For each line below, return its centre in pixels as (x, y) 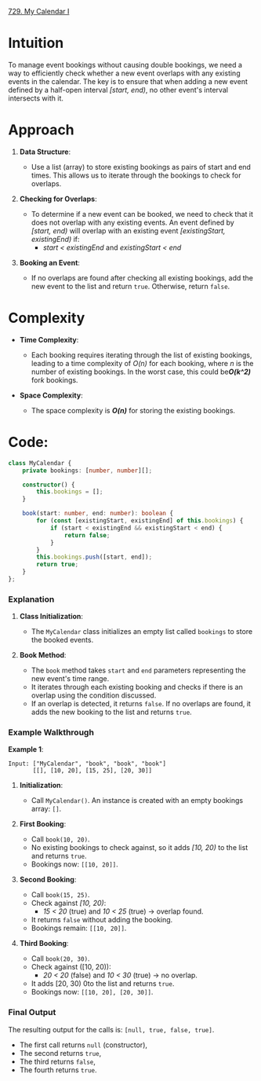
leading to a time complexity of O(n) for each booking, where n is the (142, 363)
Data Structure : (45, 152)
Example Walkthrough (51, 732)
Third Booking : (44, 944)
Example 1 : (26, 749)
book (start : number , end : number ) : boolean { (98, 514)
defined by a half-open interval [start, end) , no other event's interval (118, 90)
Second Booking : (48, 880)
